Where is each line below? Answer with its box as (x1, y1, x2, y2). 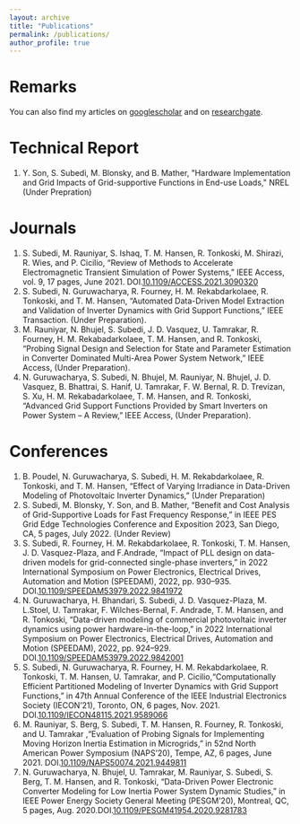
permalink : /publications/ (9, 30, 110, 39)
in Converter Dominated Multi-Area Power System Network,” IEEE (21, 353, 265, 364)
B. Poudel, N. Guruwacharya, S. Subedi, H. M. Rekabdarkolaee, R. (21, 471, 265, 481)
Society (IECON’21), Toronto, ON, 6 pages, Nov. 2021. (21, 700, 221, 710)
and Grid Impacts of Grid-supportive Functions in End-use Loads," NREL (21, 177, 289, 188)
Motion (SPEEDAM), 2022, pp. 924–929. (21, 643, 172, 653)
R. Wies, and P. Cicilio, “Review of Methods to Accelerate (21, 258, 234, 268)
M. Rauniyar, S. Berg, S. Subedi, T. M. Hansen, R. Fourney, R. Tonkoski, (21, 719, 284, 730)
